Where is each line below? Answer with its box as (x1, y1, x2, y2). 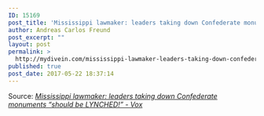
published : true (8, 63, 61, 71)
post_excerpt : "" (8, 33, 65, 42)
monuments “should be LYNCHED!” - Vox (8, 100, 143, 109)
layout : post (8, 41, 51, 49)
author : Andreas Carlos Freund (8, 26, 111, 34)
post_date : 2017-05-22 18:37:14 (8, 70, 114, 78)
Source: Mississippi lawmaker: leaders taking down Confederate (8, 91, 218, 100)
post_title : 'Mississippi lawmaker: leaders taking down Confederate (8, 19, 241, 27)
